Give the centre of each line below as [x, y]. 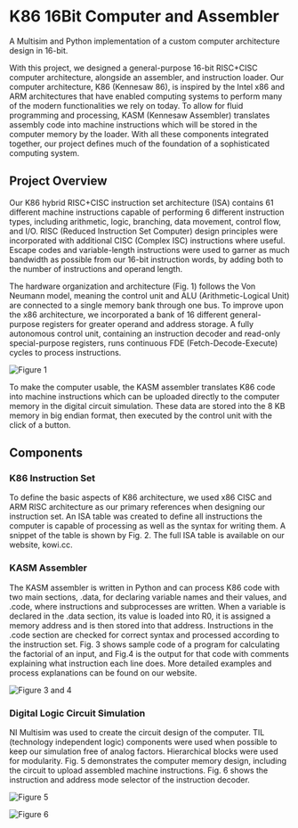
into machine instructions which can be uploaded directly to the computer [145, 396]
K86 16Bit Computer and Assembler [145, 16]
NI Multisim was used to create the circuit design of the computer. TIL [137, 733]
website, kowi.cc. [41, 545]
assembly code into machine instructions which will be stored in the [133, 124]
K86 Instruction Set [52, 479]
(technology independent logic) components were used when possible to [143, 742]
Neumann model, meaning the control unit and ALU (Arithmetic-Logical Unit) [149, 295]
